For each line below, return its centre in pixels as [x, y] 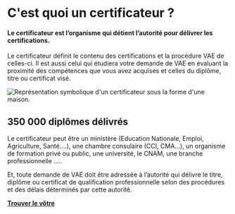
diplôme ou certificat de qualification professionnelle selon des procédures [116, 182]
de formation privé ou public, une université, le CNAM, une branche [105, 153]
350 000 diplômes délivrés [68, 121]
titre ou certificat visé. [39, 78]
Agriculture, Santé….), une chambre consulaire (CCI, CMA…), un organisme [116, 146]
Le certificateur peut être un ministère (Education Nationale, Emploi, [106, 139]
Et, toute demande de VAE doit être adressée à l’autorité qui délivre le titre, [115, 175]
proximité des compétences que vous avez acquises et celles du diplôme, [114, 71]
